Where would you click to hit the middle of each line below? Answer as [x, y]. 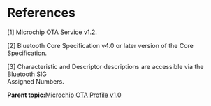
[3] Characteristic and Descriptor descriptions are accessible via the [105, 66]
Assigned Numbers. [36, 81]
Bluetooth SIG [27, 74]
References [41, 13]
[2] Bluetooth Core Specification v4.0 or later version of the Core [100, 45]
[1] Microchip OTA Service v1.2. [52, 32]
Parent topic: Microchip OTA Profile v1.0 [64, 95]
